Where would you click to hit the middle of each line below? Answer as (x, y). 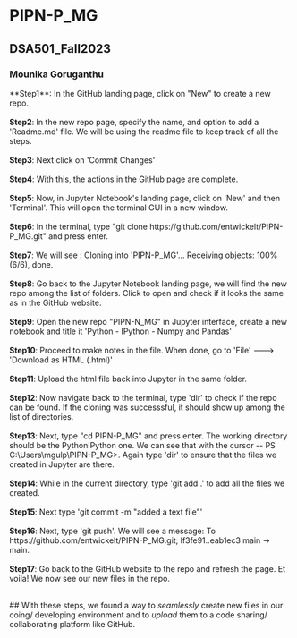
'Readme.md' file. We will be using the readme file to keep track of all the (144, 132)
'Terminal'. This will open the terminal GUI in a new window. (119, 208)
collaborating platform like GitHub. (72, 624)
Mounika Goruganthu (57, 74)
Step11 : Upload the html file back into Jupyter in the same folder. (128, 379)
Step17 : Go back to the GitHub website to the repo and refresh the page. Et (148, 568)
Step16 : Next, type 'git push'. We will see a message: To (113, 531)
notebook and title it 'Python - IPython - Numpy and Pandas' (121, 331)
